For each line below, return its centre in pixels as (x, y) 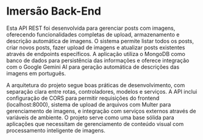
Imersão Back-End (54, 11)
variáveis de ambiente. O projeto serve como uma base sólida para (91, 117)
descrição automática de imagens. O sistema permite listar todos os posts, (100, 41)
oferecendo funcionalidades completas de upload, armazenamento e (93, 34)
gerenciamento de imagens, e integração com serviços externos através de (101, 111)
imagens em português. (36, 73)
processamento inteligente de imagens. (56, 130)
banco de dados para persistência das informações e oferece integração (98, 60)
